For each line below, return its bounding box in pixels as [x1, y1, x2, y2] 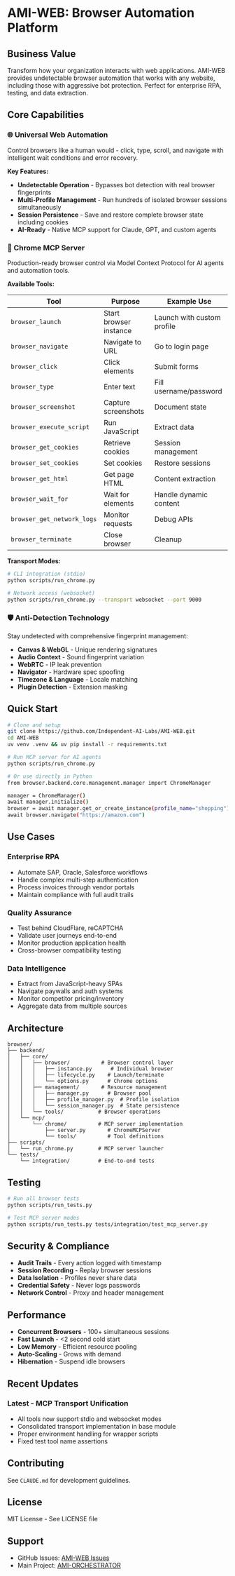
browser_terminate [10, 535, 72, 543]
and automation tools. [7, 266, 70, 274]
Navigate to [104, 337, 142, 346]
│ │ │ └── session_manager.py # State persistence [7, 1103, 180, 1110]
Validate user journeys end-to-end [17, 931, 117, 940]
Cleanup [154, 534, 183, 544]
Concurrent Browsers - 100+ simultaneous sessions [17, 1328, 170, 1336]
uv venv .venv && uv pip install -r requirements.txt [7, 741, 168, 748]
